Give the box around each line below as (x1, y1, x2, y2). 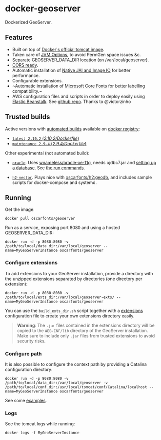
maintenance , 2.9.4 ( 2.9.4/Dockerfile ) (12, 140, 87, 146)
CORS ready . (12, 62, 38, 68)
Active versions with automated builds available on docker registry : (5, 126, 140, 131)
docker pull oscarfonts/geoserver (5, 216, 76, 221)
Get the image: (5, 207, 35, 212)
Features (5, 33, 33, 42)
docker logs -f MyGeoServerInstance (5, 430, 80, 436)
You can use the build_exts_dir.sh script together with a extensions (5, 308, 143, 313)
